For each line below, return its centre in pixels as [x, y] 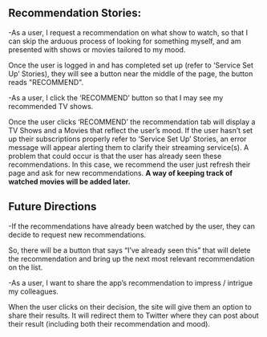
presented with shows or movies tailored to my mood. [97, 49]
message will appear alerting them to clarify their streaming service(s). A [129, 147]
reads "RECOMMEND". [46, 82]
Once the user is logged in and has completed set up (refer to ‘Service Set [131, 65]
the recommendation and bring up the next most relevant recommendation [131, 258]
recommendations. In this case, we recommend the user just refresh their [129, 164]
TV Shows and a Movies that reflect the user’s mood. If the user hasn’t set [131, 130]
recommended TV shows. [51, 106]
